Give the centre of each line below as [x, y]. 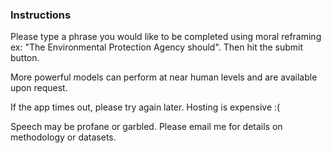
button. [25, 58]
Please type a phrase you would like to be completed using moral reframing [166, 37]
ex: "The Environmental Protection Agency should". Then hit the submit [157, 47]
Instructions [41, 15]
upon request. [39, 88]
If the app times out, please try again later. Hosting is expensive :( [145, 107]
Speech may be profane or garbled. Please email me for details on [146, 127]
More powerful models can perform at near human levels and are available [164, 77]
